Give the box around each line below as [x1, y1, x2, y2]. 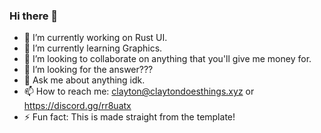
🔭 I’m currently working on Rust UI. [23, 32, 168, 44]
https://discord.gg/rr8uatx [23, 100, 132, 112]
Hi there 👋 [9, 9, 59, 23]
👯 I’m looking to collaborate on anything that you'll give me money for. [23, 53, 312, 65]
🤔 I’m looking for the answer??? [23, 64, 154, 76]
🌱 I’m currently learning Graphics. [23, 42, 163, 54]
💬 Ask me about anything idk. [23, 74, 146, 86]
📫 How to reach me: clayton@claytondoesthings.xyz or [23, 85, 255, 98]
